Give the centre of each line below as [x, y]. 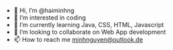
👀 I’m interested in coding [50, 18]
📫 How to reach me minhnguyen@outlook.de [78, 40]
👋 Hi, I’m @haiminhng [44, 10]
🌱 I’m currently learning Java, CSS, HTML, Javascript [89, 25]
